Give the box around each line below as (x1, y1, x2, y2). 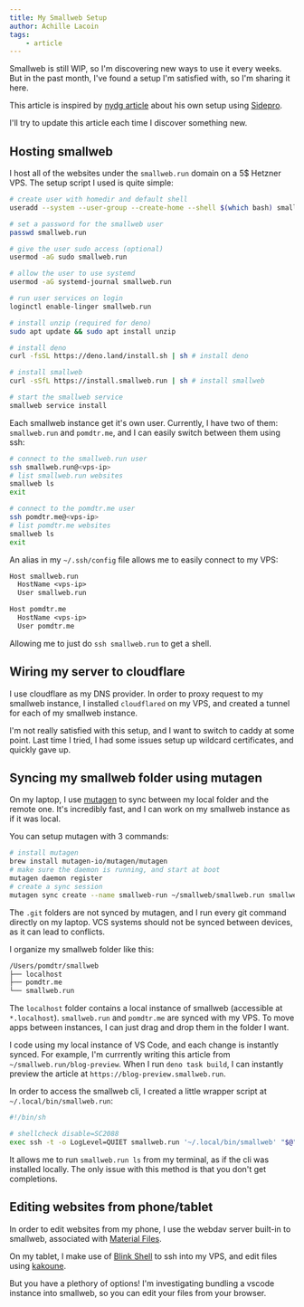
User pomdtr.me (17, 621, 75, 630)
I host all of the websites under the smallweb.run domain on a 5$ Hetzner (9, 168, 282, 179)
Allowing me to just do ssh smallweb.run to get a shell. (9, 638, 212, 649)
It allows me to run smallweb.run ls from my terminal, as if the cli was (9, 1154, 270, 1165)
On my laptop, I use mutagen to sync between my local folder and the (9, 794, 270, 805)
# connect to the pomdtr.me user (9, 504, 136, 514)
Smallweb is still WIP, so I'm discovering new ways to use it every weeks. (9, 63, 282, 74)
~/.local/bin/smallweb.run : (9, 1095, 114, 1106)
